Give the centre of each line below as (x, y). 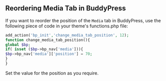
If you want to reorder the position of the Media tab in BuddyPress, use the (83, 20)
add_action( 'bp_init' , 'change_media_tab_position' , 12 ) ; (67, 35)
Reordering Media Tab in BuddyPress (66, 8)
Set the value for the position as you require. (52, 73)
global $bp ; (18, 45)
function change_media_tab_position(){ (48, 40)
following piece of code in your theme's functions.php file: (67, 26)
